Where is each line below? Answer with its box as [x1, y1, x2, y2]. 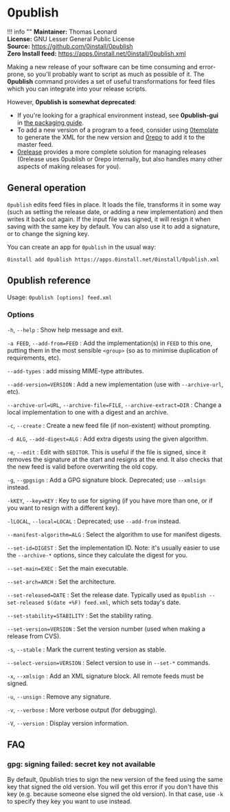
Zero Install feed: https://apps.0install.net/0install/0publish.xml [7, 49, 187, 58]
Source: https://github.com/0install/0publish [7, 42, 133, 50]
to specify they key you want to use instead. [7, 797, 133, 805]
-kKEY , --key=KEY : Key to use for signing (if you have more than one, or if [7, 496, 213, 504]
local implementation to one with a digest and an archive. [7, 408, 169, 416]
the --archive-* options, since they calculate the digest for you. [7, 550, 188, 559]
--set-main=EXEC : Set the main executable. [7, 564, 128, 572]
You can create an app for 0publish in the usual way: [7, 242, 157, 251]
